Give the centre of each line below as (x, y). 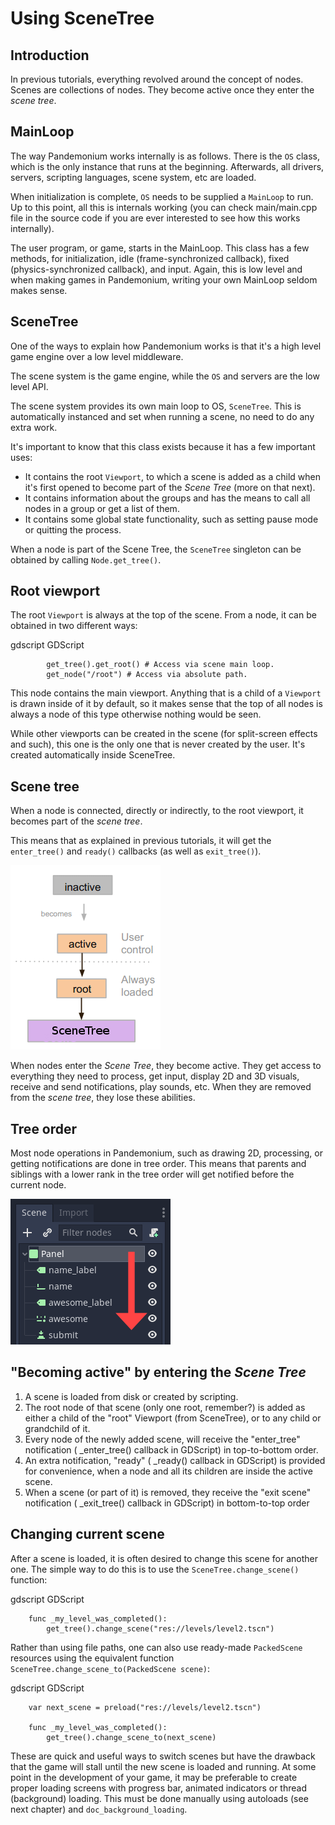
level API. (29, 386)
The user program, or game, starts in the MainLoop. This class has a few (160, 248)
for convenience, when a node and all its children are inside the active (168, 1471)
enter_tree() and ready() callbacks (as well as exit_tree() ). (136, 851)
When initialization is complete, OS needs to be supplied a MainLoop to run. (162, 196)
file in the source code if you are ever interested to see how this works (155, 218)
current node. (38, 1185)
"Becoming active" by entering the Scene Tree (158, 1372)
